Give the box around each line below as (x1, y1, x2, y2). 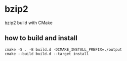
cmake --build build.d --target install (4, 51, 89, 56)
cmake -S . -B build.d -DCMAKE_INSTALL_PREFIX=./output (4, 47, 122, 52)
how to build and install (4, 34, 78, 42)
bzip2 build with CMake (4, 20, 53, 26)
